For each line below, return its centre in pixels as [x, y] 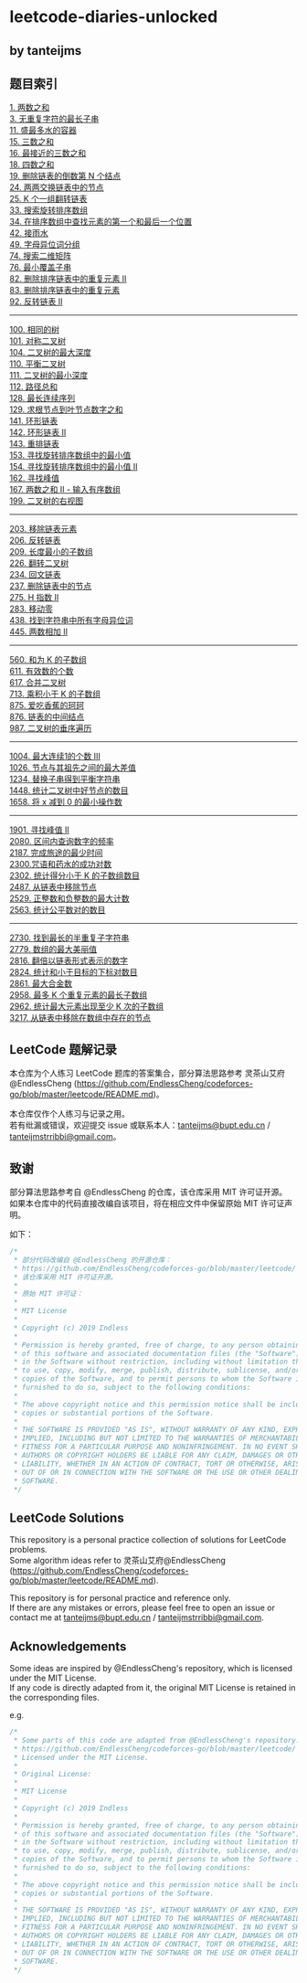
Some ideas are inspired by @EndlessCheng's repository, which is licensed [151, 1669]
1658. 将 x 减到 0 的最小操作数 [66, 802]
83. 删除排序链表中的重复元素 [65, 291]
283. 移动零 [31, 609]
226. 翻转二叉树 [39, 563]
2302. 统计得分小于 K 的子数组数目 [74, 875]
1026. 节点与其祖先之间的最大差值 [73, 768]
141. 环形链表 [34, 421]
